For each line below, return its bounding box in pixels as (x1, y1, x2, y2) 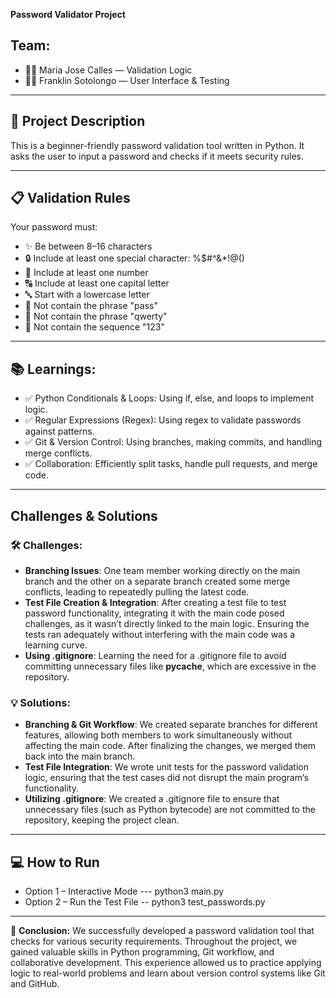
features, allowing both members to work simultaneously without (24, 729, 292, 741)
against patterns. (24, 425, 95, 438)
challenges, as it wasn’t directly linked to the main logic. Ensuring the (24, 617, 310, 629)
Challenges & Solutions (10, 507, 158, 524)
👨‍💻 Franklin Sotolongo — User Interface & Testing (24, 74, 230, 86)
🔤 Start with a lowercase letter (24, 289, 150, 301)
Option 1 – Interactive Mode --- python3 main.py (24, 885, 225, 898)
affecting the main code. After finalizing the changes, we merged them (24, 740, 317, 752)
